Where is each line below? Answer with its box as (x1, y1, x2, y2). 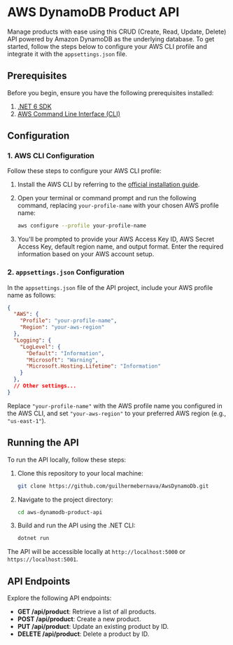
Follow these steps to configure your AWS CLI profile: (7, 167, 162, 175)
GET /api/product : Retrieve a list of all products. (17, 607, 156, 616)
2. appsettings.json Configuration (7, 268, 125, 277)
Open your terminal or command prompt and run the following (17, 194, 197, 202)
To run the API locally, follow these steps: (7, 455, 127, 464)
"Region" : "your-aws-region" (20, 324, 105, 331)
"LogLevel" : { (20, 343, 61, 350)
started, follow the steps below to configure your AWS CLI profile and (7, 42, 208, 50)
